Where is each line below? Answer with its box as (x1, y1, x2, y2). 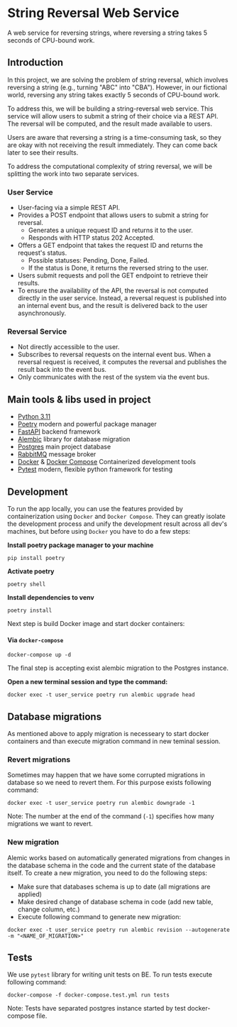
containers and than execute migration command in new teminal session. (7, 737, 221, 745)
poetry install (7, 607, 53, 614)
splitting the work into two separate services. (7, 169, 140, 178)
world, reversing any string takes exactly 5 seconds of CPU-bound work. (7, 90, 221, 99)
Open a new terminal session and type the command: (7, 678, 168, 686)
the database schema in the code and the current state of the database (7, 861, 216, 869)
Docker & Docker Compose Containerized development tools (17, 458, 197, 466)
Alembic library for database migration (17, 435, 131, 444)
